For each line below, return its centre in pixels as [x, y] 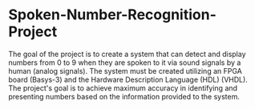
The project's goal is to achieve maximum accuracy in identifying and [123, 88]
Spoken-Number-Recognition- [112, 15]
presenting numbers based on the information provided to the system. [124, 96]
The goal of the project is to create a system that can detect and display [127, 54]
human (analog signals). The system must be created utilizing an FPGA [125, 71]
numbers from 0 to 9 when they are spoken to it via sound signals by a [125, 63]
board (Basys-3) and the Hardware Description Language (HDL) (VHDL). [128, 79]
